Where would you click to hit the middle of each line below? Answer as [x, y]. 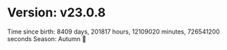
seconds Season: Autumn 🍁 [47, 38]
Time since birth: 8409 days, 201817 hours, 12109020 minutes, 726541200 [113, 32]
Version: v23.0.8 [57, 13]
